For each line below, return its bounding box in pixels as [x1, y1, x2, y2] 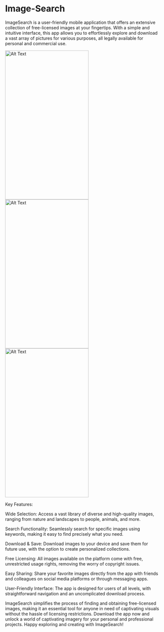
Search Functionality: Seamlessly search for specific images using [5, 526, 140, 532]
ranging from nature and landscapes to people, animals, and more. [5, 516, 141, 522]
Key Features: [5, 501, 33, 507]
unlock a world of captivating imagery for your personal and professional [5, 616, 154, 622]
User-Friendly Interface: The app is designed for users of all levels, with [5, 585, 151, 591]
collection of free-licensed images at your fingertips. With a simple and [5, 24, 150, 30]
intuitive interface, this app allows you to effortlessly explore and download [5, 30, 158, 36]
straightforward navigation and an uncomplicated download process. [5, 590, 146, 596]
